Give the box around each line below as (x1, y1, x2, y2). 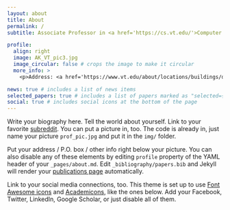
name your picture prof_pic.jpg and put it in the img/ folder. (7, 132, 177, 141)
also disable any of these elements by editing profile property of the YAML (7, 152, 220, 161)
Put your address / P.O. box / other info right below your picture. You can (7, 145, 212, 154)
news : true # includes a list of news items (7, 86, 136, 93)
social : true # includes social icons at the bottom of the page (7, 99, 197, 106)
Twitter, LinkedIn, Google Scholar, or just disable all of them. (7, 195, 177, 203)
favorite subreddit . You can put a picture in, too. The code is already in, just (7, 125, 220, 133)
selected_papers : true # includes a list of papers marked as (7, 92, 188, 100)
